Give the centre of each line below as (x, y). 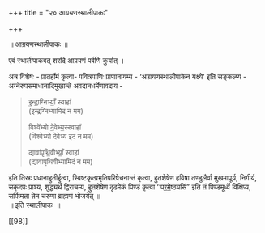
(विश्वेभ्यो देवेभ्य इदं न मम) (61, 136)
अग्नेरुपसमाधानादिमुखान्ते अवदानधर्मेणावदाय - (66, 86)
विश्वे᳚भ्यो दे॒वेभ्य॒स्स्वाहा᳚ (55, 127)
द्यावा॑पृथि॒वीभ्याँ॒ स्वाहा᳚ (53, 153)
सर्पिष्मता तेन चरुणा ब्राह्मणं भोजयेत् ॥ (54, 196)
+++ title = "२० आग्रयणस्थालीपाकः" (58, 13)
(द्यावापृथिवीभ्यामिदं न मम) (60, 161)
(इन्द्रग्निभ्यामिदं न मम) (56, 111)
